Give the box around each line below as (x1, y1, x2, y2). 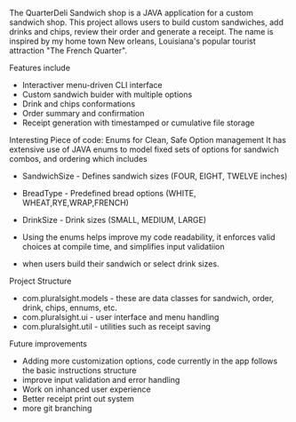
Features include (9, 62, 71, 73)
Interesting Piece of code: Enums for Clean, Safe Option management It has (9, 135, 286, 145)
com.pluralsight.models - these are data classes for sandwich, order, (21, 293, 275, 303)
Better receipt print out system (21, 394, 135, 403)
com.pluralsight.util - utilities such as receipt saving (21, 322, 212, 331)
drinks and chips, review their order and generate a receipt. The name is (9, 27, 274, 36)
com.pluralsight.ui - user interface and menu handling (21, 312, 220, 322)
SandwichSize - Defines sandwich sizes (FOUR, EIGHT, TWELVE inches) (21, 171, 288, 181)
